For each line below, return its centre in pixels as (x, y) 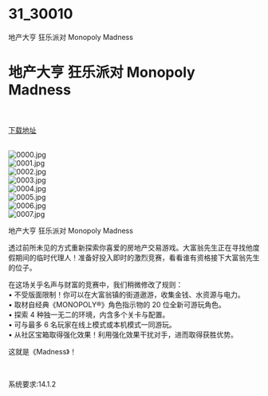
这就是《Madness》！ (43, 351)
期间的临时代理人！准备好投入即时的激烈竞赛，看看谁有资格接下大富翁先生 (137, 258)
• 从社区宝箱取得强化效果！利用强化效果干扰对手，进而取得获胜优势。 (123, 334)
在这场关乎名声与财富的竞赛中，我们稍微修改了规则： (96, 284)
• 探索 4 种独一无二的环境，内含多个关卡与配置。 (89, 314)
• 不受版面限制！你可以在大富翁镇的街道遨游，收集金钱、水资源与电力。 (126, 294)
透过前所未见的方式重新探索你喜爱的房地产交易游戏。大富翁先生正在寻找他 (130, 247)
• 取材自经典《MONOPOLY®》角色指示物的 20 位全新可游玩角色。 (117, 304)
